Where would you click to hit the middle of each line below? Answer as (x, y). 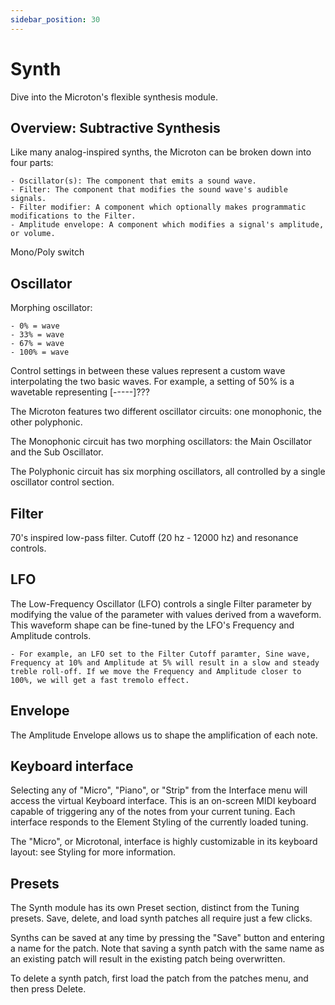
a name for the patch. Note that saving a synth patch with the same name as (167, 948)
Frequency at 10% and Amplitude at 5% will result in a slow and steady (165, 662)
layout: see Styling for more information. (93, 852)
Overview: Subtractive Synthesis (115, 127)
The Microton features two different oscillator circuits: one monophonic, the (166, 412)
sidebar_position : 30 (55, 19)
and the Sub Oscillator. (57, 452)
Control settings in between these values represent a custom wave (148, 371)
